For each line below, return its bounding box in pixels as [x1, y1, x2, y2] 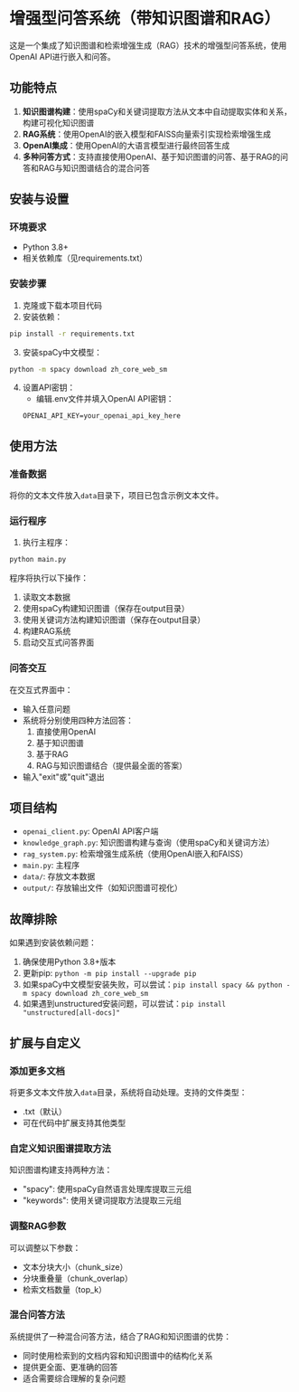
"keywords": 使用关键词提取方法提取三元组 [22, 1195, 182, 1206]
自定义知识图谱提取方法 [9, 1141, 111, 1154]
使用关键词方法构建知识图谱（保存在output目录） [22, 614, 206, 625]
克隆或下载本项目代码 [22, 299, 102, 310]
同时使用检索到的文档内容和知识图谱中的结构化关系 [22, 1349, 213, 1361]
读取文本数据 [22, 592, 70, 602]
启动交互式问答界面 [22, 637, 95, 648]
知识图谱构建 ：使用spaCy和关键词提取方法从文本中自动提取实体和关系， [22, 106, 292, 117]
